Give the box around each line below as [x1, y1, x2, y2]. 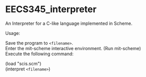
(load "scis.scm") [5, 60, 42, 66]
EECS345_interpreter [5, 4, 97, 15]
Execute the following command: [5, 51, 74, 57]
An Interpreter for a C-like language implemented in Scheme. [5, 20, 133, 26]
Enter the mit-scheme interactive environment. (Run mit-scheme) [5, 45, 141, 51]
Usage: [5, 30, 20, 36]
